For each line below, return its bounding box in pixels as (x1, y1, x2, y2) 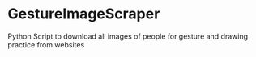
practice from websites (7, 39, 85, 49)
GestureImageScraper (7, 5, 160, 23)
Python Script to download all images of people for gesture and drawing (7, 31, 249, 41)
